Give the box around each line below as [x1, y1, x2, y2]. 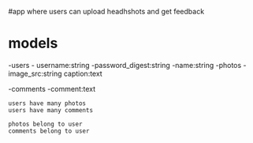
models [8, 35, 58, 52]
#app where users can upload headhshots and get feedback [8, 7, 205, 16]
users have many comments [8, 106, 93, 114]
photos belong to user [8, 120, 83, 128]
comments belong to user [8, 126, 90, 135]
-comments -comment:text [8, 84, 96, 93]
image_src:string [8, 69, 62, 78]
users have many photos [8, 99, 87, 107]
